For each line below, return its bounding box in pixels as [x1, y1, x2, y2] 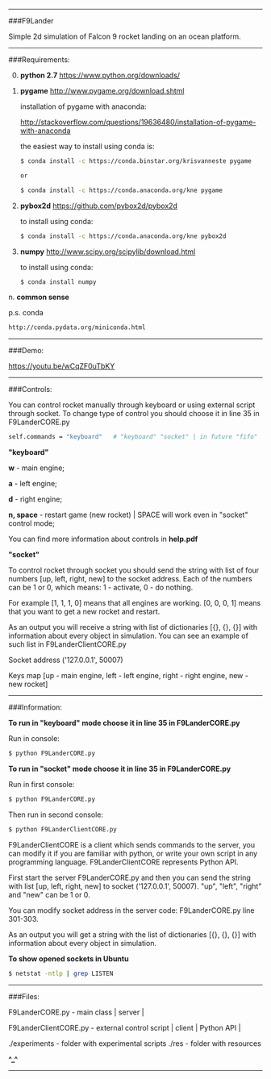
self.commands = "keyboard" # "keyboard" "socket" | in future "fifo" [8, 433, 258, 441]
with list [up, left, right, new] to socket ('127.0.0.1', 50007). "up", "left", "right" [8, 881, 262, 891]
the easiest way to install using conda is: [19, 142, 155, 151]
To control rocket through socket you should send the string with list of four [8, 565, 260, 575]
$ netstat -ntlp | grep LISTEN [8, 969, 114, 977]
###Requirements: [8, 55, 70, 65]
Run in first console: [8, 780, 75, 789]
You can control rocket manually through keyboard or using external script [8, 400, 256, 410]
